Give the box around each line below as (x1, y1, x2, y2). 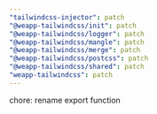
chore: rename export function (9, 95, 122, 105)
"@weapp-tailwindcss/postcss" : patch (9, 54, 149, 63)
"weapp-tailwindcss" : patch (9, 71, 114, 80)
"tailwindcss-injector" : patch (9, 12, 125, 22)
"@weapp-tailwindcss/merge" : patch (9, 46, 141, 55)
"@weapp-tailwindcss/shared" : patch (9, 63, 145, 72)
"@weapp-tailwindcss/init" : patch (9, 21, 137, 30)
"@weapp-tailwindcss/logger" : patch (9, 29, 145, 38)
